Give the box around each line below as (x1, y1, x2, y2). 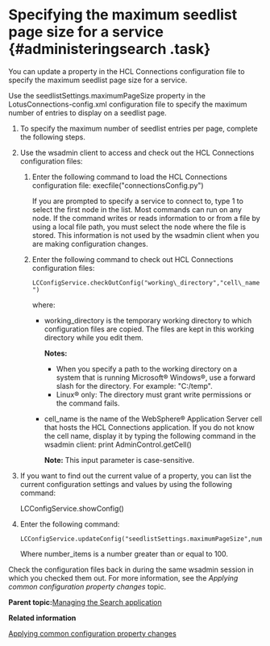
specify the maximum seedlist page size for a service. (8, 75, 188, 85)
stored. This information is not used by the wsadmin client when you (31, 230, 260, 240)
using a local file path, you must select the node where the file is (31, 222, 247, 231)
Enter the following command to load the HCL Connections (31, 172, 228, 181)
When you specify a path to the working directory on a (56, 364, 238, 373)
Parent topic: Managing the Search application (8, 597, 163, 606)
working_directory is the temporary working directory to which (44, 315, 252, 325)
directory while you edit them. (44, 332, 143, 342)
